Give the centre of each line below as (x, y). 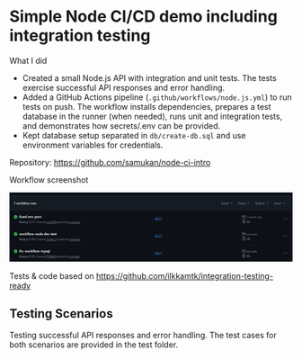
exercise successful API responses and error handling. (124, 87)
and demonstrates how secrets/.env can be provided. (121, 126)
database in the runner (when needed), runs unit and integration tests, (152, 116)
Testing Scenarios (62, 314)
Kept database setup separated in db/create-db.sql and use (134, 135)
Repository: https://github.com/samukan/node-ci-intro (110, 162)
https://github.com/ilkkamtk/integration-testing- (185, 275)
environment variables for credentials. (93, 145)
